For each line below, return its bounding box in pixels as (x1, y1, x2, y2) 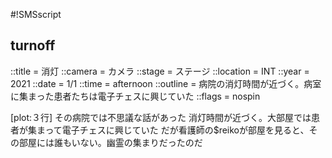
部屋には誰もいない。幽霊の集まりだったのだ (18, 136, 203, 148)
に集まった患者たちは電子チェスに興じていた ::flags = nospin (10, 90, 261, 102)
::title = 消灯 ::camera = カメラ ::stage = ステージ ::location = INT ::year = (10, 65, 310, 77)
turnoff (10, 37, 56, 54)
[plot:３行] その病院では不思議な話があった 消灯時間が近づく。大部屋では (10, 111, 312, 123)
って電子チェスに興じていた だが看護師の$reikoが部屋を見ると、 (44, 124, 310, 136)
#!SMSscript (10, 9, 62, 20)
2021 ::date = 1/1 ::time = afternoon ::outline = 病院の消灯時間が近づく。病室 (10, 77, 322, 89)
